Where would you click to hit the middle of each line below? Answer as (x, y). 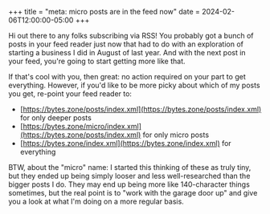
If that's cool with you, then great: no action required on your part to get (127, 77)
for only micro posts (176, 135)
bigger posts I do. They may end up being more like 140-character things (129, 184)
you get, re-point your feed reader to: (70, 94)
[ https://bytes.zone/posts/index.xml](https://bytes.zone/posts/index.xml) (141, 109)
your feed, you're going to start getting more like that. (97, 61)
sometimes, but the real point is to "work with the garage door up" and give (133, 193)
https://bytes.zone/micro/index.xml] (82, 126)
